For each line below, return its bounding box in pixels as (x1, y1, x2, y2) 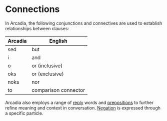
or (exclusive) (31, 70, 64, 77)
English (49, 37, 67, 44)
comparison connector (31, 86, 85, 93)
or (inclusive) (31, 62, 63, 69)
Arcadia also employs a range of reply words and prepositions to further (5, 99, 154, 105)
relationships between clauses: (5, 25, 69, 31)
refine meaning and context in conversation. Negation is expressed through (5, 104, 161, 111)
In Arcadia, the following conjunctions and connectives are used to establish (5, 20, 162, 26)
